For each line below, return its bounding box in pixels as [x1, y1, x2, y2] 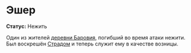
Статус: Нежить [6, 23, 47, 30]
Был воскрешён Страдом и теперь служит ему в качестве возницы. [6, 40, 179, 47]
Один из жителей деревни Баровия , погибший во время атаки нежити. [6, 34, 186, 41]
